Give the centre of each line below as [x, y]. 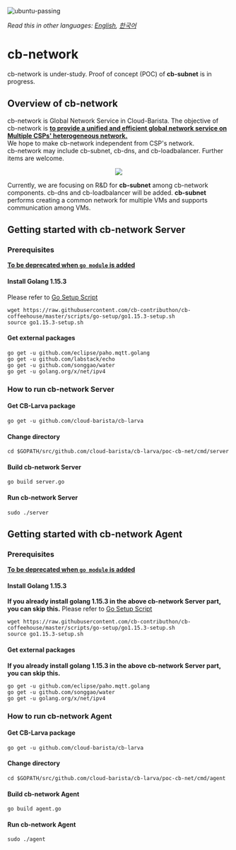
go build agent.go [34, 809]
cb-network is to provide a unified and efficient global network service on [117, 128]
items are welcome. [36, 158]
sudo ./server [28, 513]
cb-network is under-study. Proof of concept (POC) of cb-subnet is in [110, 73]
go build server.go [36, 482]
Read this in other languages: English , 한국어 [72, 25]
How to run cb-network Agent [60, 716]
